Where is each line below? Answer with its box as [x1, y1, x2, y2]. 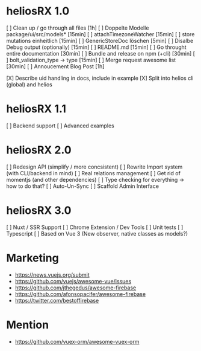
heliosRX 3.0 [6, 204, 72, 217]
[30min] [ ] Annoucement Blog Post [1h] [6, 62, 105, 70]
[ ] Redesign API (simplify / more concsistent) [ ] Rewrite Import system [6, 163, 183, 170]
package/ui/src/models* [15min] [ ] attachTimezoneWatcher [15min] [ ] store [6, 30, 195, 37]
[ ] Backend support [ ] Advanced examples [6, 122, 114, 129]
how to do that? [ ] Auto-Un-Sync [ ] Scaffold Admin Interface [6, 182, 159, 190]
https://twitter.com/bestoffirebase [14, 297, 99, 304]
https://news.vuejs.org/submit [14, 271, 90, 279]
